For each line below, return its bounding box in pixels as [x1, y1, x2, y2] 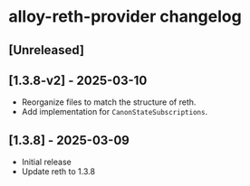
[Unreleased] [8, 42, 85, 58]
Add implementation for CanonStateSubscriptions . [21, 107, 208, 117]
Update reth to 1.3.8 [21, 166, 96, 177]
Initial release [21, 156, 72, 168]
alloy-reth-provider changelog [8, 6, 242, 27]
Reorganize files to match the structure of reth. [21, 97, 197, 107]
